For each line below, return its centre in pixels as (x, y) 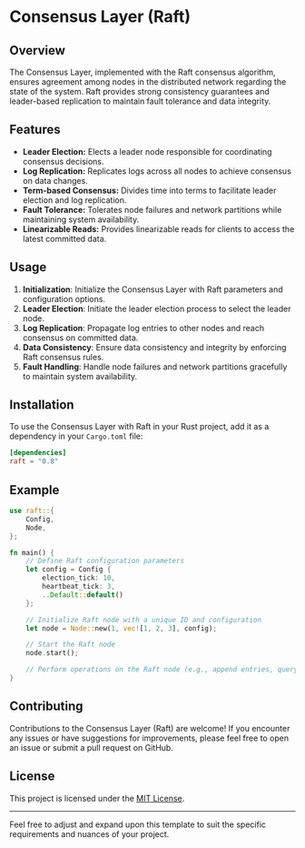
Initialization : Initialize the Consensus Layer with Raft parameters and (152, 289)
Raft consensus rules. (63, 357)
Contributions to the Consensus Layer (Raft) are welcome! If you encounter (150, 728)
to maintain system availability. (80, 376)
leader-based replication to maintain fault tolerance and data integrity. (140, 101)
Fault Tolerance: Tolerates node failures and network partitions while (152, 209)
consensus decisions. (63, 161)
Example (34, 490)
